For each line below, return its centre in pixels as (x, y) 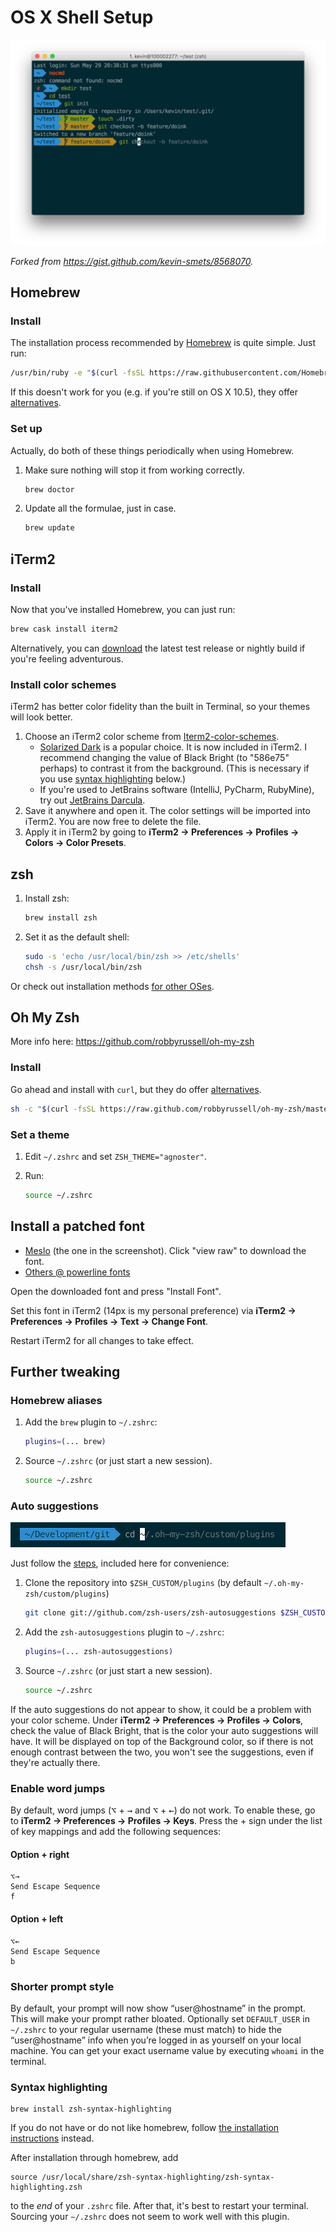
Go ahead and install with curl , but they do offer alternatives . (136, 1089)
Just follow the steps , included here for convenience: (120, 1563)
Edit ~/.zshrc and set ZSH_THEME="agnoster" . (115, 1156)
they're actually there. (55, 1762)
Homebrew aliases (56, 1400)
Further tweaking (65, 1371)
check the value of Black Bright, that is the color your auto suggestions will (164, 1730)
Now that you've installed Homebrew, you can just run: (123, 610)
